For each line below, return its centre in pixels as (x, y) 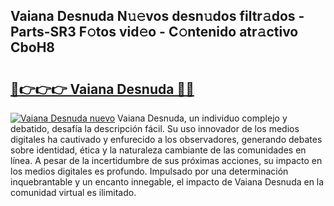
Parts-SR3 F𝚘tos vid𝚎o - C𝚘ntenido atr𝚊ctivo (154, 32)
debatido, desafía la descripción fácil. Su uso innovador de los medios (155, 128)
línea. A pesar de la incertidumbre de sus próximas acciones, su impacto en (166, 160)
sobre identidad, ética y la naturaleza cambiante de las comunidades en (158, 150)
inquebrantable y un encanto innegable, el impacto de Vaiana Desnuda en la (167, 182)
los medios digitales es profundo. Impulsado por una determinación (149, 171)
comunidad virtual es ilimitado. (73, 192)
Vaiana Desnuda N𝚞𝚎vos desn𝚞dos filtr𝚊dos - (157, 16)
